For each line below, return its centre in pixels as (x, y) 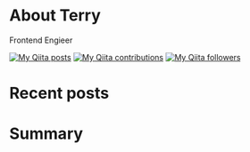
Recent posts (59, 93)
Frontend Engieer (41, 40)
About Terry (55, 16)
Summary (46, 134)
